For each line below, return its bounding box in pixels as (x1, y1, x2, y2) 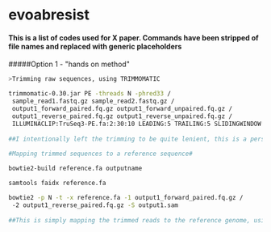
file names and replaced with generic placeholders (8, 41, 182, 51)
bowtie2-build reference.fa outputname (8, 164, 143, 173)
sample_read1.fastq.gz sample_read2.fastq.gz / (11, 97, 175, 106)
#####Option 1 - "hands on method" (8, 59, 131, 70)
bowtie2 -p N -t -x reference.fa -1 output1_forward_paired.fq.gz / (8, 193, 244, 201)
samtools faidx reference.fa (8, 179, 106, 188)
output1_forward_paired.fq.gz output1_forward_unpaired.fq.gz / (11, 105, 232, 113)
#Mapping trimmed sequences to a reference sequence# (8, 150, 194, 158)
